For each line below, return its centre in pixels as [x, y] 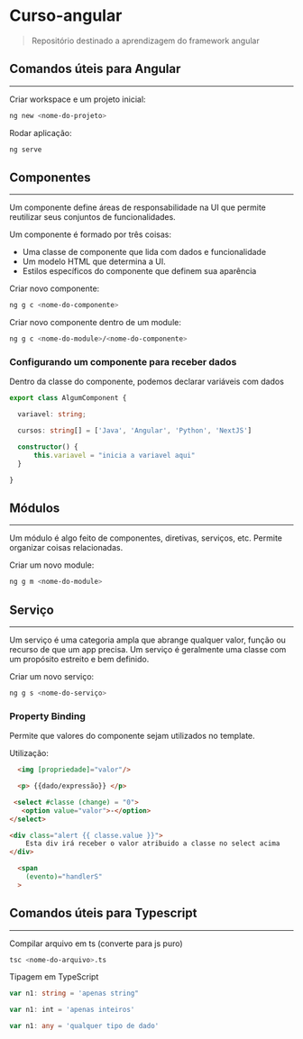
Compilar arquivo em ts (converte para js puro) [96, 943]
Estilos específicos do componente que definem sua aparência [139, 271]
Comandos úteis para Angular [95, 69]
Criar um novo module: [52, 565]
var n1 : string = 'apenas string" [74, 993]
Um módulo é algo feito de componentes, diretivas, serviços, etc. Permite [146, 538]
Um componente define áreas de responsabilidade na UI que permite [138, 207]
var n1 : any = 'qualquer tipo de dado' [84, 1026]
